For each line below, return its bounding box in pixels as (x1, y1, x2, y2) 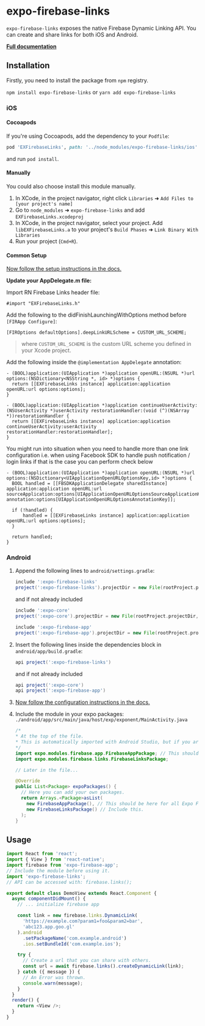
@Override (15, 778, 41, 784)
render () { (12, 997, 40, 1003)
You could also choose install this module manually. (6, 182, 136, 190)
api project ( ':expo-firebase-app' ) (15, 687, 106, 694)
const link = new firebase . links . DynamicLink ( (17, 913, 138, 919)
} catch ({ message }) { (17, 969, 81, 975)
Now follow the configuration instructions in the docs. (15, 698, 151, 706)
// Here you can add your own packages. (21, 789, 125, 795)
